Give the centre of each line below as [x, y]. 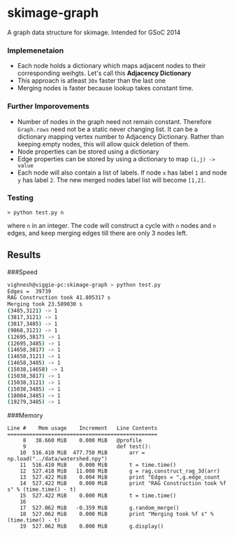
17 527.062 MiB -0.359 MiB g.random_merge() [100, 508]
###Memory [25, 416]
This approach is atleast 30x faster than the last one [92, 81]
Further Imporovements [48, 107]
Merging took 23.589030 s [45, 304]
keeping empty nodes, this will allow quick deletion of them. [103, 144]
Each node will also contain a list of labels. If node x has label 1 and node [122, 172]
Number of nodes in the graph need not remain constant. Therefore [114, 121]
